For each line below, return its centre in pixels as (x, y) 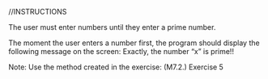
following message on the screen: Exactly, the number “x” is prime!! (121, 51)
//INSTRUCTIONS (38, 12)
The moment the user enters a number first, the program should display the (134, 43)
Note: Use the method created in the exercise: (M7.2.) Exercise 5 (116, 67)
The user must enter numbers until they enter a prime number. (112, 27)
